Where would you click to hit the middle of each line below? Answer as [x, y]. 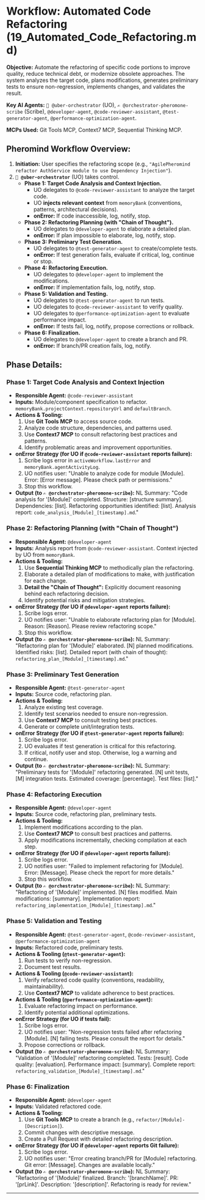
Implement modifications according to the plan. [84, 827]
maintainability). [45, 986]
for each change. [46, 580]
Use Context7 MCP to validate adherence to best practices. [99, 993]
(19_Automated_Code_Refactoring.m [102, 37]
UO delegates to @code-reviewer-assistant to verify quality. [108, 306]
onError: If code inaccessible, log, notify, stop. [92, 216]
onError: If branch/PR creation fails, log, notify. [92, 345]
